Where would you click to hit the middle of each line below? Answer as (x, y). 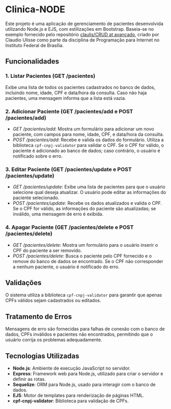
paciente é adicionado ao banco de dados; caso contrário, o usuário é (87, 150)
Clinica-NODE (35, 9)
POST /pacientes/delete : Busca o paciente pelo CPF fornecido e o (82, 256)
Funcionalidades (32, 62)
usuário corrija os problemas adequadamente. (54, 340)
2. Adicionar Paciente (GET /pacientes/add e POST (69, 111)
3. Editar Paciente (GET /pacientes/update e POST (68, 169)
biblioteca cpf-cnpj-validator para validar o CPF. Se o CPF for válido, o (88, 145)
